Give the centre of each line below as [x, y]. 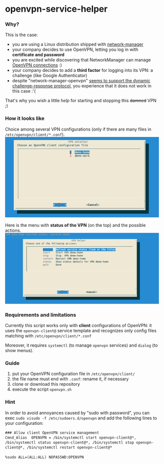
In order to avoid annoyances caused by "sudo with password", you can [77, 413]
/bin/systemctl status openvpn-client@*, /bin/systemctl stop [70, 442]
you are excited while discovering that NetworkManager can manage [82, 60]
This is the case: [21, 35]
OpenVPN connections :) [37, 65]
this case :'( [24, 91]
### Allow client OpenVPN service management [52, 433]
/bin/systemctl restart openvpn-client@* [69, 447]
